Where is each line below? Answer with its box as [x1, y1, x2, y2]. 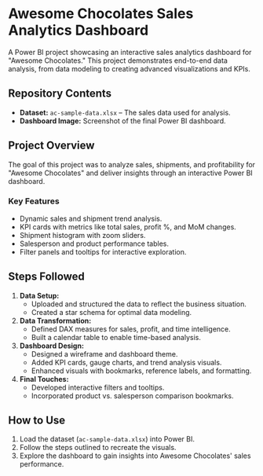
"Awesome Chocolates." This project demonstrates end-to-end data [8, 56, 228, 65]
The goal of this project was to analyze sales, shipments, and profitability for [8, 159, 256, 169]
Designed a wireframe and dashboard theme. [31, 349, 178, 358]
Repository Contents [8, 87, 112, 101]
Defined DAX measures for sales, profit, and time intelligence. [31, 324, 232, 334]
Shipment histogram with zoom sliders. [19, 230, 146, 240]
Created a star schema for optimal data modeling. [31, 307, 192, 317]
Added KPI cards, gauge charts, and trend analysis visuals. [31, 357, 222, 367]
